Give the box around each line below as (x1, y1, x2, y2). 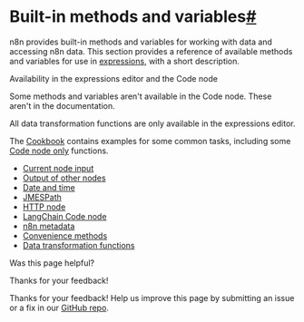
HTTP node (22, 201, 66, 212)
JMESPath (22, 191, 62, 202)
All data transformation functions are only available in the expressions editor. (9, 118, 297, 129)
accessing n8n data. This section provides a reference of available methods (9, 45, 293, 56)
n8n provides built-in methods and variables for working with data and (9, 36, 272, 47)
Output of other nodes (22, 172, 106, 183)
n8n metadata (22, 220, 75, 231)
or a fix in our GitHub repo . (9, 302, 109, 313)
